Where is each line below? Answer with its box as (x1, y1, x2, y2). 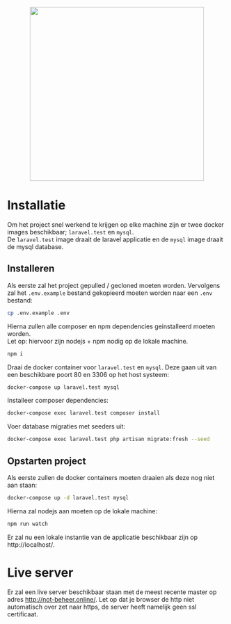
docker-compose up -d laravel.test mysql (7, 494, 129, 501)
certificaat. (7, 609, 38, 618)
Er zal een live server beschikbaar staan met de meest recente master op (7, 588, 217, 596)
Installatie (7, 198, 66, 214)
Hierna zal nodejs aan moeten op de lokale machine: (7, 506, 158, 515)
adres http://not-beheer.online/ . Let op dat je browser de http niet (7, 595, 195, 603)
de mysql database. (7, 242, 64, 250)
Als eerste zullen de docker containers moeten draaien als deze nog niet (7, 473, 215, 481)
